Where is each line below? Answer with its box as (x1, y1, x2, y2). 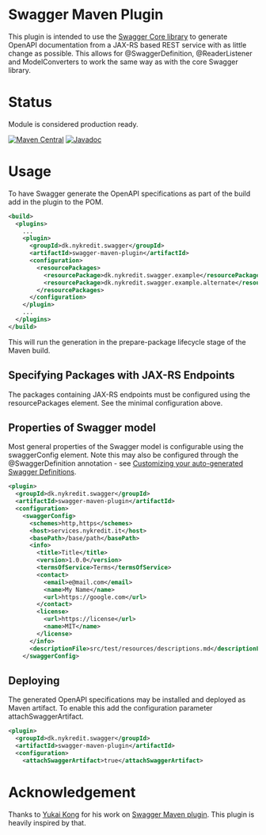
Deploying (8, 673, 60, 687)
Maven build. (8, 345, 51, 355)
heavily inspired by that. (8, 818, 86, 827)
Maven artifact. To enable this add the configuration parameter (8, 703, 213, 713)
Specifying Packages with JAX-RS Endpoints (8, 368, 235, 382)
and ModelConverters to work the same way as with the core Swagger (8, 57, 239, 67)
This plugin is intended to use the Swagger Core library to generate (8, 32, 228, 41)
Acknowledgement (8, 783, 136, 801)
